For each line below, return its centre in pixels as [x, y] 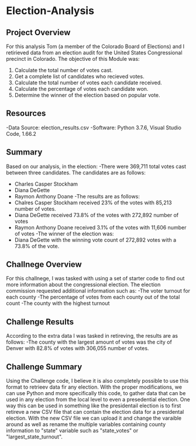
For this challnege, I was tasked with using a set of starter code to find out [95, 279]
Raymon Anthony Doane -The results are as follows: [77, 196]
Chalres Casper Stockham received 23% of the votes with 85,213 [93, 203]
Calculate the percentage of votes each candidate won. [81, 89]
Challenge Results [40, 322]
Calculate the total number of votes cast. [63, 70]
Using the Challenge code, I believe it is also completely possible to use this [97, 381]
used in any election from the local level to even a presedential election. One [98, 400]
